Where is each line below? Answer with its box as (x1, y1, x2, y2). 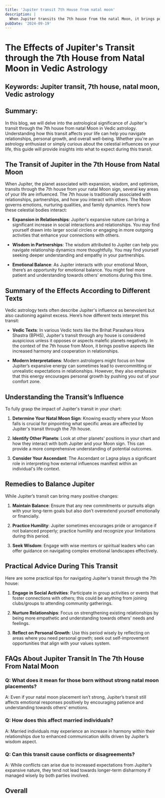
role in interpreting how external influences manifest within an (12, 461, 137, 467)
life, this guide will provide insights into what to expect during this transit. (5, 146, 153, 152)
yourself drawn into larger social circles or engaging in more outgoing (12, 227, 154, 233)
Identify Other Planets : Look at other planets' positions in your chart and (12, 436, 160, 442)
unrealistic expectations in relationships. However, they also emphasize (12, 368, 157, 374)
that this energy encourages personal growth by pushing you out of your (12, 373, 160, 379)
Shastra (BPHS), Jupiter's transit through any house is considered (12, 332, 146, 338)
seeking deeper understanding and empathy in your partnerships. (12, 252, 146, 258)
